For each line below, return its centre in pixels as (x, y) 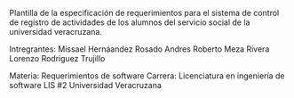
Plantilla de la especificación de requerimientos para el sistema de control (144, 13)
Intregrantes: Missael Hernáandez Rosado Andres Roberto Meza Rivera (139, 49)
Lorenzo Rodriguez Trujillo (57, 58)
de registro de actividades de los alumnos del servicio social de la (130, 22)
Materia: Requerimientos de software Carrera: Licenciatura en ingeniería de (147, 76)
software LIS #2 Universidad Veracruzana (86, 85)
